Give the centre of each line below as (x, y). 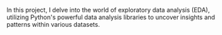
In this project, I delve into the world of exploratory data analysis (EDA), (108, 10)
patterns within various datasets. (53, 24)
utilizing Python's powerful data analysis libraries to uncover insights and (111, 17)
